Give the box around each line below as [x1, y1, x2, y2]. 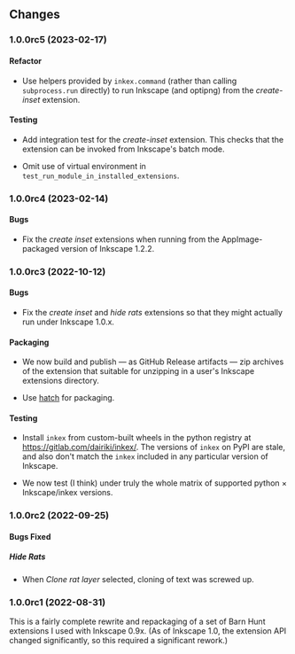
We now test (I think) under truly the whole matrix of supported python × [21, 478, 288, 488]
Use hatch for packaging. [21, 393, 115, 403]
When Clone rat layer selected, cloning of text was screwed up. [21, 573, 254, 584]
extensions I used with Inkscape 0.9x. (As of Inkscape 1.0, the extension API [9, 626, 287, 636]
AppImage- [221, 234, 263, 245]
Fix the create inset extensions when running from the [21, 234, 220, 245]
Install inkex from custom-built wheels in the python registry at [21, 432, 252, 443]
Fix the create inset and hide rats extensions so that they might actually [21, 307, 283, 317]
